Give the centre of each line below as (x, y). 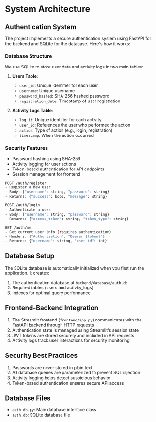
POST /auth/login (23, 205)
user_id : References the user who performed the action (75, 125)
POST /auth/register (26, 183)
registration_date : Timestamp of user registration (70, 101)
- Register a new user (28, 187)
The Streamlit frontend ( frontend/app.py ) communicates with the (77, 320)
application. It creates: (27, 273)
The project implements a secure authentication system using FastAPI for (78, 38)
